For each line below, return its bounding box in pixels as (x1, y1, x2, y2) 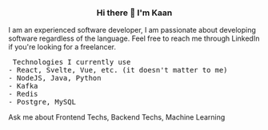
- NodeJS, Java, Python (8, 73, 102, 83)
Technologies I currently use (12, 57, 131, 67)
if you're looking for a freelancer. (8, 42, 116, 52)
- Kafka (8, 81, 38, 91)
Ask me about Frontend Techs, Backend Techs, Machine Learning (8, 112, 226, 122)
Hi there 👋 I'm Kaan (96, 7, 173, 18)
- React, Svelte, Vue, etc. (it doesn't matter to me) (8, 65, 228, 75)
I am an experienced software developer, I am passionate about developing (8, 26, 256, 35)
